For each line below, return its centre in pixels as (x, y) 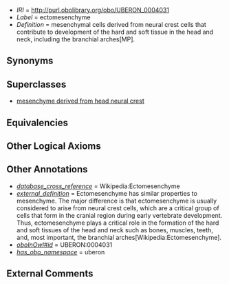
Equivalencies (37, 122)
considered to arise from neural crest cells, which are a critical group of (118, 208)
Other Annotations (47, 169)
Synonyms (30, 61)
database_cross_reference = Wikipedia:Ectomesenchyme (98, 186)
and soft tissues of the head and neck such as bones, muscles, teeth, (115, 230)
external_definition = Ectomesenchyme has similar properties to (107, 193)
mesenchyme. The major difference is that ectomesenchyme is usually (117, 201)
